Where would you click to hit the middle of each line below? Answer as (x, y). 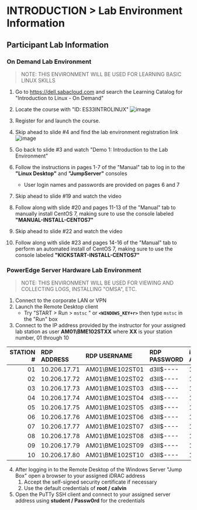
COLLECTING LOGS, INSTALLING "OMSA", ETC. (79, 289)
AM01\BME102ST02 (115, 379)
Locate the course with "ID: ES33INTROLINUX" (72, 109)
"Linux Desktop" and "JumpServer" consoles (71, 173)
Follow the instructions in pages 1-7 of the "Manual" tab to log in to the (100, 167)
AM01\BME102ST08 (115, 436)
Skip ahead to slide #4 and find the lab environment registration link (97, 132)
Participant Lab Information (58, 45)
